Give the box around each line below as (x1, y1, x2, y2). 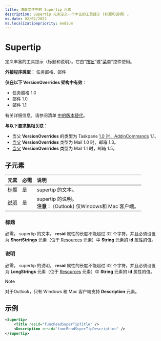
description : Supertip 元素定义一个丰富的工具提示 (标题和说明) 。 (5, 12, 131, 17)
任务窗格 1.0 (12, 90, 37, 96)
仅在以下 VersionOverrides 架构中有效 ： (5, 79, 87, 86)
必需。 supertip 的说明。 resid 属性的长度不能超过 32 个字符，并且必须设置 (5, 262, 156, 268)
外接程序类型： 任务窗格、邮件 (5, 69, 66, 75)
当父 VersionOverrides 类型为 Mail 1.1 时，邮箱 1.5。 (12, 145, 117, 152)
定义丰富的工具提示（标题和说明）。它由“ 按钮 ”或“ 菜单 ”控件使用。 (5, 59, 135, 65)
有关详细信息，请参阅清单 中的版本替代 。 (5, 113, 88, 118)
